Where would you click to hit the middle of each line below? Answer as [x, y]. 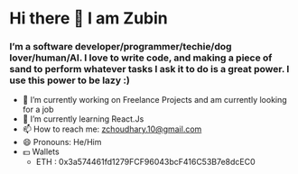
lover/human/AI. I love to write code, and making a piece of [141, 58]
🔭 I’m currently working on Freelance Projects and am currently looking [154, 100]
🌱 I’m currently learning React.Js [83, 119]
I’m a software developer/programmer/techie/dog [121, 47]
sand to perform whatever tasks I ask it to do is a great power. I [149, 69]
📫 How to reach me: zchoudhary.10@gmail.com [112, 129]
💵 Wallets [41, 151]
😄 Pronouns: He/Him [62, 142]
